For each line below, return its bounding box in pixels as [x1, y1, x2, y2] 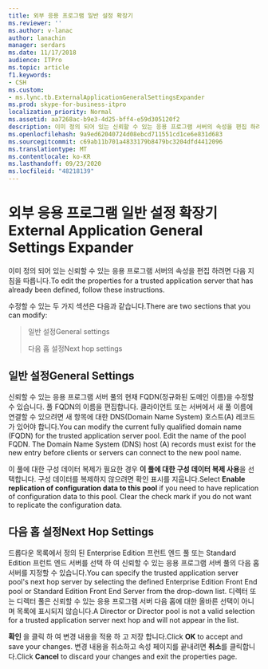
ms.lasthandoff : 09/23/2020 [8, 160, 102, 168]
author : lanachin [8, 33, 66, 42]
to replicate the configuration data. [8, 500, 122, 510]
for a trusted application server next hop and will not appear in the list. [8, 615, 239, 624]
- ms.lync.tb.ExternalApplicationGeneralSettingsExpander [8, 93, 205, 101]
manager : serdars [8, 41, 66, 49]
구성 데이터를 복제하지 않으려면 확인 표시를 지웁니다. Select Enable [37, 474, 246, 483]
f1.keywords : [8, 71, 52, 79]
